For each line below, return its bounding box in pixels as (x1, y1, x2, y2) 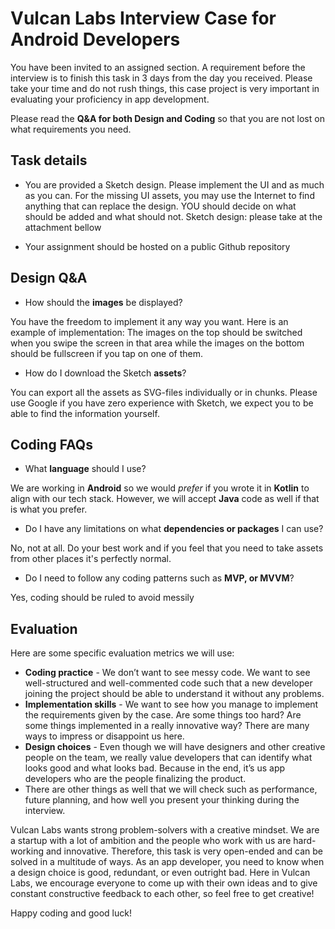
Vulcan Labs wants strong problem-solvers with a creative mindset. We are (10, 824, 320, 836)
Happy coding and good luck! (10, 907, 132, 919)
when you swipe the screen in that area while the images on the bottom (10, 337, 305, 349)
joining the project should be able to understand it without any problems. (24, 688, 325, 700)
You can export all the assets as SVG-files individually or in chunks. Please (10, 386, 318, 398)
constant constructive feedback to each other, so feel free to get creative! (10, 888, 315, 900)
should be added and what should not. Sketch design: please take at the (24, 210, 323, 222)
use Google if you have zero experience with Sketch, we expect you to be (10, 397, 314, 409)
